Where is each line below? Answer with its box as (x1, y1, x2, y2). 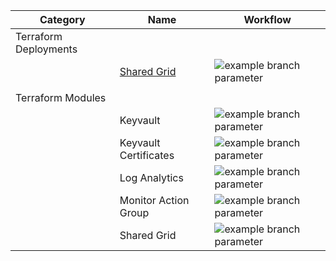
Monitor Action (119, 194, 190, 207)
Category (39, 13, 86, 26)
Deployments (15, 42, 78, 56)
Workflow (243, 13, 292, 26)
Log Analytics (119, 171, 184, 184)
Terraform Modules (15, 91, 107, 104)
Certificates (119, 149, 175, 162)
